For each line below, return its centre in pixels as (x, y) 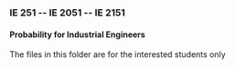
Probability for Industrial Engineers (78, 34)
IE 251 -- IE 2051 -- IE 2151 (68, 13)
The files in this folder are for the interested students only (117, 54)
